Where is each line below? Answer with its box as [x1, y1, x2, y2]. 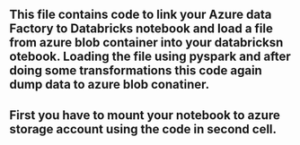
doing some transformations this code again [9, 63, 262, 79]
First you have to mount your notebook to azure [9, 107, 280, 123]
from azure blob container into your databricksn [9, 35, 284, 50]
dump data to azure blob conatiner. [9, 77, 209, 92]
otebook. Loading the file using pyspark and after [9, 49, 291, 64]
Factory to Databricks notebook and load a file [9, 21, 274, 37]
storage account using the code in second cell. [9, 121, 277, 137]
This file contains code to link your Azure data [9, 7, 272, 22]
